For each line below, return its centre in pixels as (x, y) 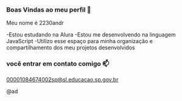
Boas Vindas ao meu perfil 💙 (49, 10)
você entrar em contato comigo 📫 (58, 64)
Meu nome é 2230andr (35, 23)
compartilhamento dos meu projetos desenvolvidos (71, 47)
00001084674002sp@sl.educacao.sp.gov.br (62, 79)
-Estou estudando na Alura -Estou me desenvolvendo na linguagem (91, 35)
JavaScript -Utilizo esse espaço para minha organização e (80, 41)
